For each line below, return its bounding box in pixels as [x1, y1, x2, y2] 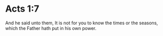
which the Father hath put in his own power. [5, 25, 97, 31]
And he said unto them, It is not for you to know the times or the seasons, [5, 20, 158, 26]
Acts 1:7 [5, 3, 39, 15]
